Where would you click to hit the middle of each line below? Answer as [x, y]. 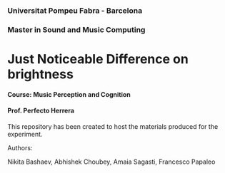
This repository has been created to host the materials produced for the [113, 126]
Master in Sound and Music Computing [76, 29]
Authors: [20, 147]
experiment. [25, 134]
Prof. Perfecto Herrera [41, 111]
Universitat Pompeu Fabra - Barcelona [75, 11]
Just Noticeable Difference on [98, 59]
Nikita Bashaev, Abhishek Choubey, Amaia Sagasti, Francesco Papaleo [111, 162]
